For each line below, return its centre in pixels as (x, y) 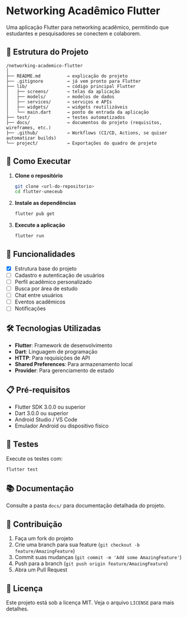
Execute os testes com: (35, 458)
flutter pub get (35, 214)
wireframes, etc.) (29, 128)
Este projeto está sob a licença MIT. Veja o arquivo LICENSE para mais (90, 603)
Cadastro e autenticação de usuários (60, 275)
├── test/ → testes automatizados (66, 117)
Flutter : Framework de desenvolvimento (63, 345)
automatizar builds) (32, 138)
